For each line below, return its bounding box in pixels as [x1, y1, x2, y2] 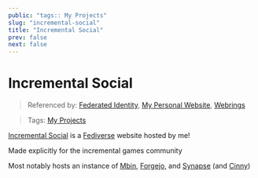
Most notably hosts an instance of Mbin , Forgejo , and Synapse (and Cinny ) [8, 162, 251, 171]
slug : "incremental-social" [8, 19, 101, 27]
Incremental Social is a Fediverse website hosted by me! [8, 131, 190, 140]
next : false [8, 41, 47, 49]
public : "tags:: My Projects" [8, 11, 108, 20]
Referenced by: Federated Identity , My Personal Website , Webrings [27, 100, 245, 110]
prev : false [8, 33, 47, 42]
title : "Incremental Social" [8, 26, 104, 34]
